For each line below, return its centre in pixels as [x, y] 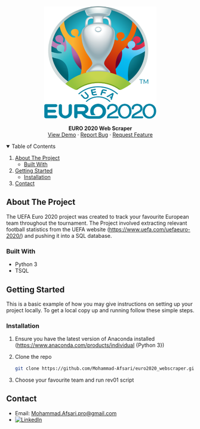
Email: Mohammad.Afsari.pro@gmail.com [66, 413]
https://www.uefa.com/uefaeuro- [150, 229]
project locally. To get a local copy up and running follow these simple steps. [100, 310]
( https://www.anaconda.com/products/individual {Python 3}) [90, 345]
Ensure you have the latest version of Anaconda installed [85, 339]
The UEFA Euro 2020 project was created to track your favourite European [98, 216]
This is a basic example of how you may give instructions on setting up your [99, 304]
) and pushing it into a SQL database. [66, 235]
